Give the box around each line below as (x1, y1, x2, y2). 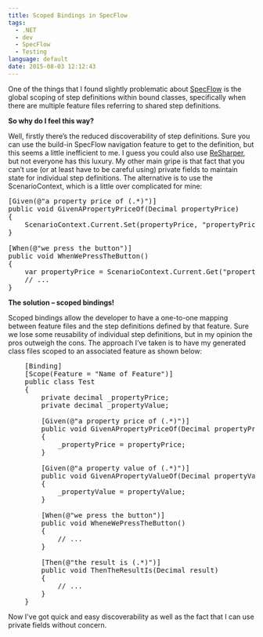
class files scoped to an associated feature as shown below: (8, 346, 203, 356)
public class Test (24, 377, 95, 386)
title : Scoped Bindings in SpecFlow (8, 11, 128, 20)
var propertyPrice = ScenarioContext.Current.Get (24, 267, 219, 276)
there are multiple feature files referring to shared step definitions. (8, 101, 222, 110)
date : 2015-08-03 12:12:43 (8, 63, 96, 71)
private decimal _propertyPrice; (41, 393, 170, 401)
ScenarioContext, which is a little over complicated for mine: (8, 181, 203, 191)
